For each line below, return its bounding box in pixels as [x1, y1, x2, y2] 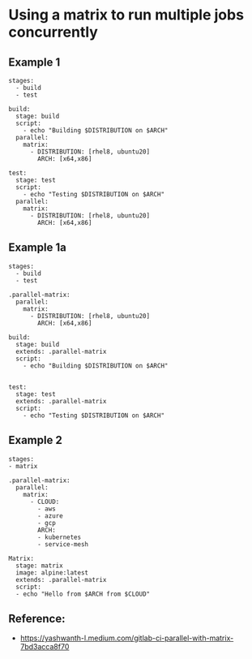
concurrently [8, 23, 99, 41]
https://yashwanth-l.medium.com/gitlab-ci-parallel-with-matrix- [19, 633, 234, 643]
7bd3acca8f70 [19, 642, 70, 652]
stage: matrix [15, 562, 63, 570]
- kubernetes [37, 533, 82, 541]
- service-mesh [37, 540, 89, 549]
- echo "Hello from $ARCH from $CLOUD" [15, 590, 151, 598]
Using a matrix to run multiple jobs [8, 6, 245, 24]
